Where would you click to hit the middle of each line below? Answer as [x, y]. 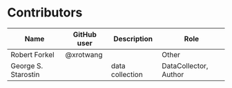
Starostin [25, 74]
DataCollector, [185, 65]
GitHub [85, 34]
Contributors [45, 13]
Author [173, 74]
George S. [27, 65]
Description [133, 38]
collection [127, 74]
